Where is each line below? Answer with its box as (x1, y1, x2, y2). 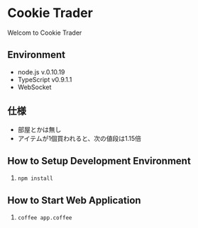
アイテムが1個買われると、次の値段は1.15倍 (17, 134, 142, 142)
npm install (17, 175, 53, 182)
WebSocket (17, 83, 52, 91)
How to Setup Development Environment (7, 154, 192, 167)
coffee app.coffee (17, 215, 72, 222)
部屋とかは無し (17, 125, 62, 134)
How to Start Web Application (7, 194, 141, 206)
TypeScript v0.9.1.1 (17, 75, 72, 84)
